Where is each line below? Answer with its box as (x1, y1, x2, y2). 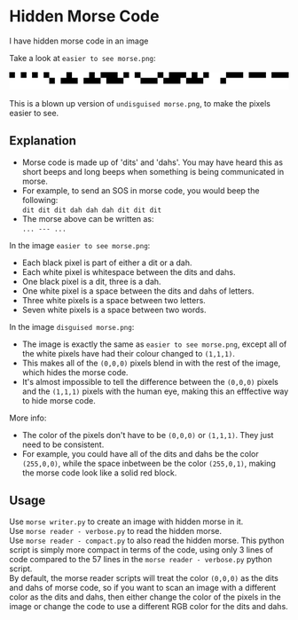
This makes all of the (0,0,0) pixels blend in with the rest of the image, (21, 357, 281, 368)
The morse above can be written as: (21, 213, 154, 224)
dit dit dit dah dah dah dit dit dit (21, 206, 162, 215)
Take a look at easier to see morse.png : (9, 52, 157, 63)
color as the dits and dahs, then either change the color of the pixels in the (9, 592, 281, 602)
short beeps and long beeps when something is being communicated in (21, 166, 285, 177)
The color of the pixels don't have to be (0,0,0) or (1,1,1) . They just (21, 429, 274, 440)
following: (21, 194, 59, 205)
